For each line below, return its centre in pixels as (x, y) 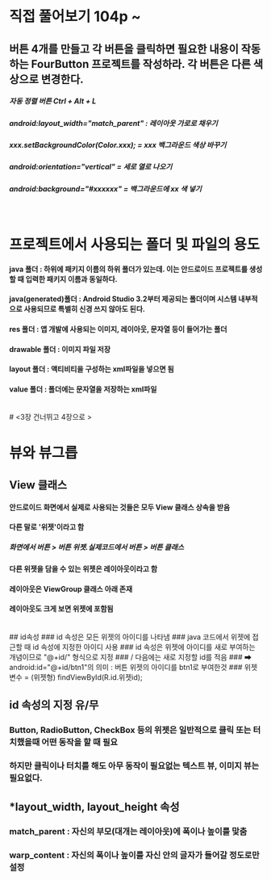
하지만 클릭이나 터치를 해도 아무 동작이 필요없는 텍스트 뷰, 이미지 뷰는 (134, 766)
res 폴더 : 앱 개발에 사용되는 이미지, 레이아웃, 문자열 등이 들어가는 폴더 (118, 329)
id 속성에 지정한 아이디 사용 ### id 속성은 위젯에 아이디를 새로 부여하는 (144, 647)
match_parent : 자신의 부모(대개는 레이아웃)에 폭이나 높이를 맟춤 (128, 832)
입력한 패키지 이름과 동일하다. (71, 279)
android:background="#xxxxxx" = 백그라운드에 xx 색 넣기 (106, 189)
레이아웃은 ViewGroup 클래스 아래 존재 (71, 589)
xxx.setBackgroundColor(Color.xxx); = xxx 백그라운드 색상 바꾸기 (118, 145)
